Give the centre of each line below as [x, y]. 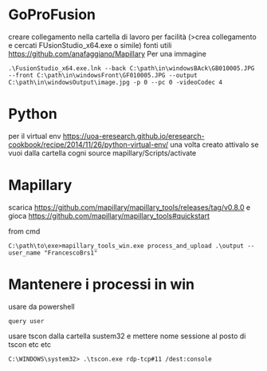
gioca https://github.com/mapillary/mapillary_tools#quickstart [109, 215]
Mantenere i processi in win [102, 284]
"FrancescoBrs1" [71, 253]
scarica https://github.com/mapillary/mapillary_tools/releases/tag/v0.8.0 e [130, 207]
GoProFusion [52, 15]
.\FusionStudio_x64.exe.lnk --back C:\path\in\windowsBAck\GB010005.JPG [132, 68]
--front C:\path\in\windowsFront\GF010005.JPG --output [103, 75]
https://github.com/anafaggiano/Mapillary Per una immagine [108, 53]
